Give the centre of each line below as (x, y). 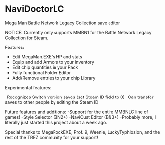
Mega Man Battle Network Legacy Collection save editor (63, 23)
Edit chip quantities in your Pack (45, 67)
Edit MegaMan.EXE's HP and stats (47, 57)
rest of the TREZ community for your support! (52, 137)
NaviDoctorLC (35, 9)
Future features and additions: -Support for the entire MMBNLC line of (77, 112)
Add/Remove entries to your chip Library (54, 78)
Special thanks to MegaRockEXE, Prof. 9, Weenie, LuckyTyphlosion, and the (82, 132)
